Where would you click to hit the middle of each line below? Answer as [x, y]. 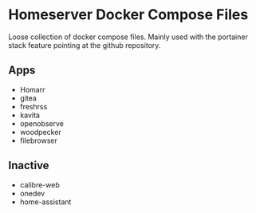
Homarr [32, 89]
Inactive [29, 166]
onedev [32, 193]
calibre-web [39, 184]
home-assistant [45, 202]
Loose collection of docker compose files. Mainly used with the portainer [128, 37]
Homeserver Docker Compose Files [128, 15]
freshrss [33, 106]
